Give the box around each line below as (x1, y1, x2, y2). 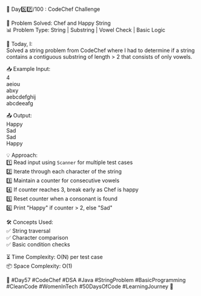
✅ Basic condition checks (6, 241, 71, 248)
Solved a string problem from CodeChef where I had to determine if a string (6, 47, 195, 54)
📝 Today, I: (6, 41, 33, 47)
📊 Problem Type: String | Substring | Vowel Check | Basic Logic (6, 27, 165, 33)
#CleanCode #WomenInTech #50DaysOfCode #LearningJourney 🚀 (6, 283, 174, 290)
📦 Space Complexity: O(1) (6, 263, 73, 269)
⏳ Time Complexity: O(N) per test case (6, 254, 103, 260)
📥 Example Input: (6, 65, 51, 72)
